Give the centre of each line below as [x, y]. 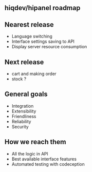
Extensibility [24, 111]
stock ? [19, 79]
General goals [26, 94]
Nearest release [29, 25]
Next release [24, 62]
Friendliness [24, 116]
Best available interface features [44, 159]
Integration [22, 106]
